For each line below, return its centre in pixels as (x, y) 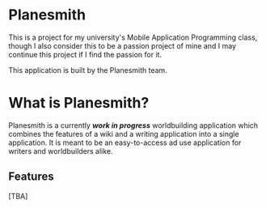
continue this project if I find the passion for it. (85, 54)
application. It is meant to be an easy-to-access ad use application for (125, 142)
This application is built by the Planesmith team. (88, 70)
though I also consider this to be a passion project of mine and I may (122, 45)
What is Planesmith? (79, 103)
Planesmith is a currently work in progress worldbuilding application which (133, 125)
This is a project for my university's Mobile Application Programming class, (133, 37)
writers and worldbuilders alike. (61, 151)
